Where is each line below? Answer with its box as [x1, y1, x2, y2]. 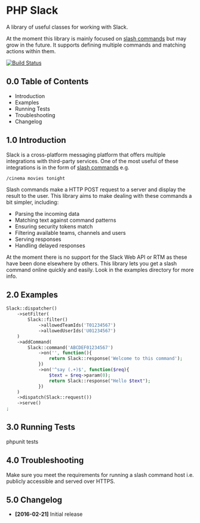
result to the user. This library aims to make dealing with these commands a [6, 192, 192, 199]
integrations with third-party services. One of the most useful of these [6, 157, 179, 164]
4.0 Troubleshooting [6, 455, 84, 466]
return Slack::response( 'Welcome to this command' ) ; [48, 356, 183, 362]
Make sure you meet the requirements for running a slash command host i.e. [6, 471, 194, 478]
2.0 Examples [6, 289, 59, 299]
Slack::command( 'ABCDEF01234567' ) [27, 344, 113, 350]
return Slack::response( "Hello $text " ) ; [48, 378, 151, 384]
